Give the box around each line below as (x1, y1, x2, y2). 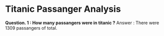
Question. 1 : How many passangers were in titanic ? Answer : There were (5, 20, 160, 26)
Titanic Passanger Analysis (5, 3, 121, 15)
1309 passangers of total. (5, 25, 57, 31)
